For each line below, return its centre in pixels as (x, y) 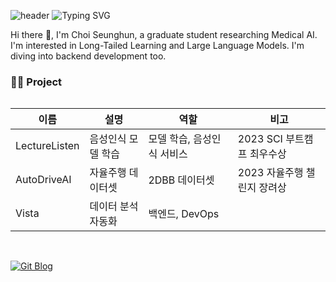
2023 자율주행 (270, 173)
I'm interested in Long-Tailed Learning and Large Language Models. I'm (157, 45)
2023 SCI (260, 139)
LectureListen (47, 146)
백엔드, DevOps (184, 214)
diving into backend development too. (88, 56)
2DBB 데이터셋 (181, 180)
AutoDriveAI (43, 180)
